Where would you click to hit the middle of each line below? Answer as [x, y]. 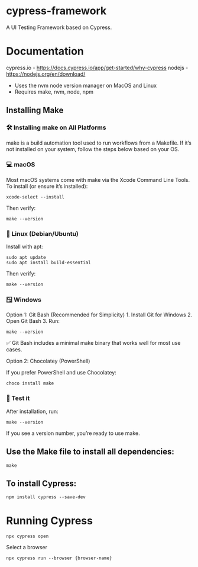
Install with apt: [25, 246]
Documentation [45, 51]
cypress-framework [56, 11]
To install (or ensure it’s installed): [47, 186]
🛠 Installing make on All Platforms [56, 127]
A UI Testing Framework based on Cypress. [59, 27]
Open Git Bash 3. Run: [33, 321]
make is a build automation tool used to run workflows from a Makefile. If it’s [99, 143]
